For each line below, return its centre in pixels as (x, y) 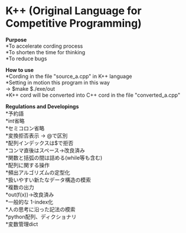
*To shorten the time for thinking (45, 52)
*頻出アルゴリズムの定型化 (38, 172)
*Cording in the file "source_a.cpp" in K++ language (69, 76)
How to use (19, 70)
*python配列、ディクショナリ (41, 216)
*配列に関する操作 (28, 165)
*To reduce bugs (26, 58)
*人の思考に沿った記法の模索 (41, 209)
